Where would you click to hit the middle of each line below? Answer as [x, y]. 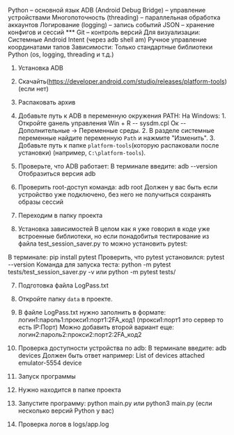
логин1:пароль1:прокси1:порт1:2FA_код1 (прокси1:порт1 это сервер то [120, 320]
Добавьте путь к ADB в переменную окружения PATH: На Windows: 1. [122, 116]
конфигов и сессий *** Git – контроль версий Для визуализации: [104, 32]
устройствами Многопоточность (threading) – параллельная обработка [114, 17]
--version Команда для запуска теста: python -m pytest [89, 264]
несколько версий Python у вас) [66, 411]
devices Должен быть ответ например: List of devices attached [111, 355]
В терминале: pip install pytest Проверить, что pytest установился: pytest [116, 257]
